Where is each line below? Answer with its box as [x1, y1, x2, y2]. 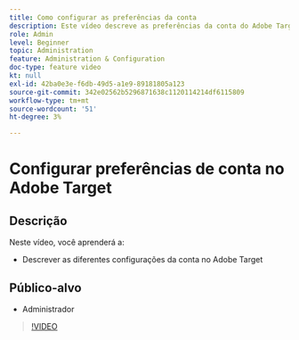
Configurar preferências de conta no [9, 159, 285, 179]
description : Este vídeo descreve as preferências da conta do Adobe [9, 21, 273, 30]
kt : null [9, 71, 42, 80]
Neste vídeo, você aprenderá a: [9, 237, 125, 248]
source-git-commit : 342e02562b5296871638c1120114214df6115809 [9, 87, 245, 96]
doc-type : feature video [9, 63, 101, 72]
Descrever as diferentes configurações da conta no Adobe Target [21, 254, 263, 265]
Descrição [9, 213, 68, 228]
